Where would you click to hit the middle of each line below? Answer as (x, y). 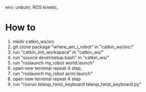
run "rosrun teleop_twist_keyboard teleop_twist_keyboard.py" (77, 84)
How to (21, 28)
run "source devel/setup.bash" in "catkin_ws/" (61, 57)
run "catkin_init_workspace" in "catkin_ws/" (58, 52)
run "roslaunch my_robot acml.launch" (52, 73)
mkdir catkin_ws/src (33, 41)
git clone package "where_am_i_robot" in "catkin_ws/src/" (73, 47)
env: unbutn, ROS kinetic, (32, 7)
